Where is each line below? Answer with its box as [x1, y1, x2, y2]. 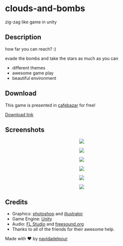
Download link [5, 111, 34, 117]
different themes [12, 65, 46, 70]
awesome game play [12, 70, 54, 76]
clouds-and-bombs [5, 3, 86, 14]
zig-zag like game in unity [5, 19, 57, 25]
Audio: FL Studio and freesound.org [12, 221, 84, 227]
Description [5, 33, 41, 41]
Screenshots [5, 125, 45, 134]
